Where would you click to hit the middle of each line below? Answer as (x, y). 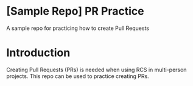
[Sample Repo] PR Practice (75, 11)
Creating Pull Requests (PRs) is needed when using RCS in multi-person (96, 70)
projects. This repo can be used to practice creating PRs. (78, 76)
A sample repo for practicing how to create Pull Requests (78, 28)
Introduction (38, 53)
